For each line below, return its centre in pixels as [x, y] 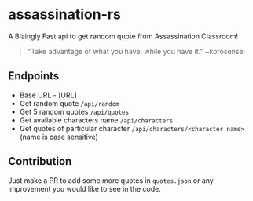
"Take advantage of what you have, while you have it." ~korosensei [136, 51]
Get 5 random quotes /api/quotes [74, 111]
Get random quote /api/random [70, 103]
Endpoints [34, 76]
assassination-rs [65, 15]
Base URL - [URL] [48, 95]
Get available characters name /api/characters [96, 120]
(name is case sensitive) [59, 137]
